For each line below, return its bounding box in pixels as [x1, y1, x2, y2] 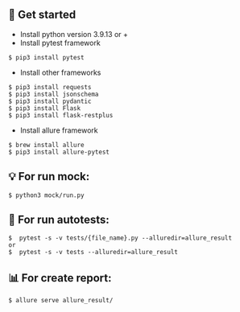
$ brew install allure [8, 141, 85, 149]
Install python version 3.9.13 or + [19, 29, 129, 39]
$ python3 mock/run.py [8, 191, 85, 199]
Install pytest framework [19, 38, 101, 47]
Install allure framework [19, 125, 98, 135]
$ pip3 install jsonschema [8, 90, 99, 98]
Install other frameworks [19, 68, 101, 77]
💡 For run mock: [8, 170, 90, 183]
